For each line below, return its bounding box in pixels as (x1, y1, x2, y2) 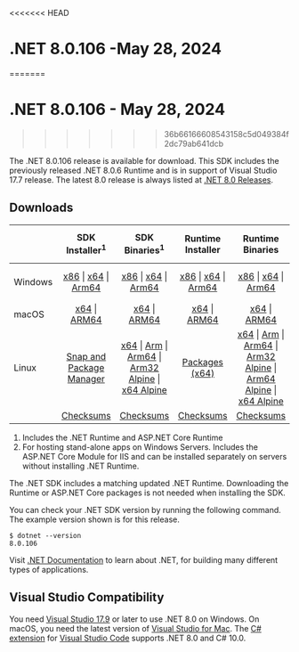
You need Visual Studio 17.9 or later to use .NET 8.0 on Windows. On (9, 614, 260, 624)
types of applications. (9, 565, 89, 575)
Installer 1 (66, 242, 107, 257)
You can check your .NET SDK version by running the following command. (9, 505, 282, 516)
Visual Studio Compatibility (9, 590, 165, 605)
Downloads (9, 200, 74, 216)
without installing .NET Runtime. (21, 460, 140, 471)
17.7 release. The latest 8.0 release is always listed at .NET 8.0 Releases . (9, 174, 274, 185)
